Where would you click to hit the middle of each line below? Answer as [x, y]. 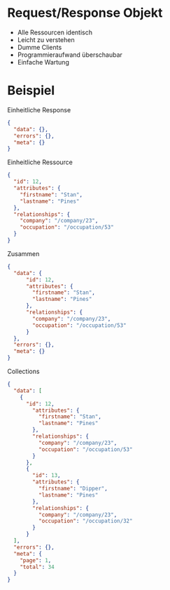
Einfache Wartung [43, 62]
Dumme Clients [40, 47]
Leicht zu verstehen [46, 39]
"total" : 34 [37, 567]
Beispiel [31, 91]
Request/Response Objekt [85, 13]
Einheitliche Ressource [40, 162]
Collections [23, 371]
